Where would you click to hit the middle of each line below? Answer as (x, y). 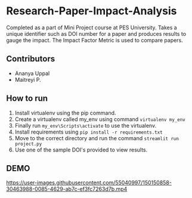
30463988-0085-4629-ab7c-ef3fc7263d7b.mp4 (67, 189)
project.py (28, 144)
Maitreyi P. (28, 79)
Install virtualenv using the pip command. (65, 113)
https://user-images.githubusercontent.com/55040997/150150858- (89, 182)
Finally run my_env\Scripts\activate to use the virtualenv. (86, 125)
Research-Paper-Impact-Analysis (92, 11)
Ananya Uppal (32, 73)
